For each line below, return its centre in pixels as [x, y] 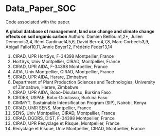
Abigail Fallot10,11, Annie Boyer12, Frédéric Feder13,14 [59, 47]
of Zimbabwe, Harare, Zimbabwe [45, 87]
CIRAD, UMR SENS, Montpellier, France [52, 108]
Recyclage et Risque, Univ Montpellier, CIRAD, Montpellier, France [79, 128]
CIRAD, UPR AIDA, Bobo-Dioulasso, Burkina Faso [62, 92]
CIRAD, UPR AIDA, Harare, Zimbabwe [50, 77]
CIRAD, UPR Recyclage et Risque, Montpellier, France [66, 123]
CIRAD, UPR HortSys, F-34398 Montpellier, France [63, 56]
